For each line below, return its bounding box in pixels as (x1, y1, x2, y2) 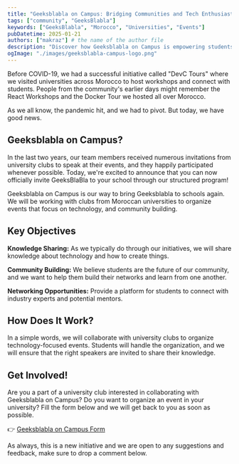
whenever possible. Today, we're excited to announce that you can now (7, 168, 218, 176)
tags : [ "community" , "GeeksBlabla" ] (7, 17, 116, 24)
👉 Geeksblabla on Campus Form (7, 425, 105, 433)
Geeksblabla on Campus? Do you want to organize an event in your (7, 396, 205, 404)
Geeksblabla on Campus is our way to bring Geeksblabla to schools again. (7, 189, 225, 198)
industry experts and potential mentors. (7, 294, 123, 303)
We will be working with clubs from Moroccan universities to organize (7, 197, 212, 205)
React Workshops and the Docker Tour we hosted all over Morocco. (7, 92, 206, 100)
